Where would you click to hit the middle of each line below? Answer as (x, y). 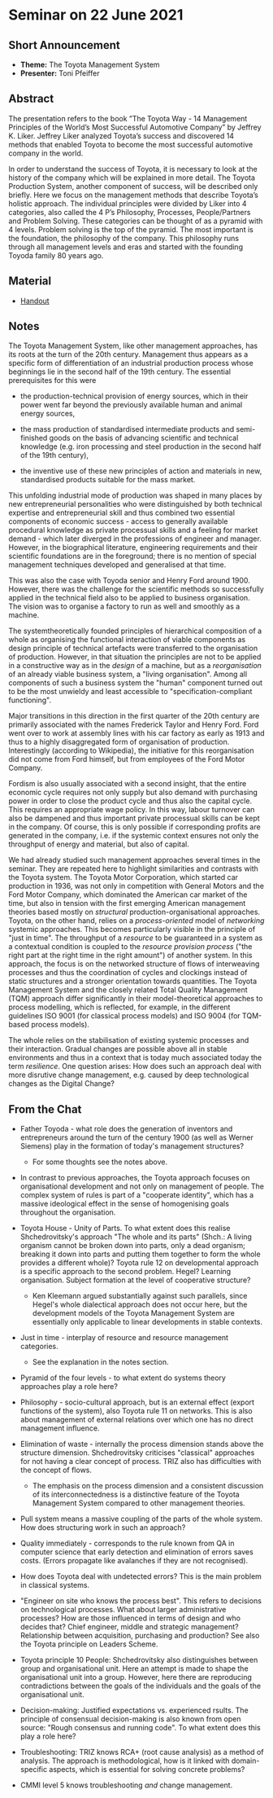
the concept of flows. (56, 1470)
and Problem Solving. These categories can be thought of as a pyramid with (136, 221)
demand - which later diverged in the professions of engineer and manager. (135, 539)
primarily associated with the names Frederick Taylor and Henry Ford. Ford (134, 725)
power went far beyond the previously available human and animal (131, 405)
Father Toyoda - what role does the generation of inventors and (126, 1129)
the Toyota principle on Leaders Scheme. (89, 1644)
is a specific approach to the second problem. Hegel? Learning (126, 1272)
